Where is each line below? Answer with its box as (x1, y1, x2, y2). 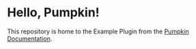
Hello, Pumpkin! (7, 5, 100, 20)
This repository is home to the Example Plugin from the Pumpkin (7, 27, 189, 35)
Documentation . (7, 34, 53, 42)
